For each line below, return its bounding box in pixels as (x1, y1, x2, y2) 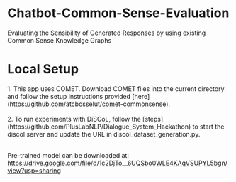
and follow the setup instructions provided (7, 92, 131, 100)
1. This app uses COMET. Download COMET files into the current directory (7, 84, 225, 93)
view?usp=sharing (7, 166, 62, 175)
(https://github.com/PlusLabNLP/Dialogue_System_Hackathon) (7, 122, 191, 131)
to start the (192, 122, 225, 131)
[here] (132, 92, 150, 100)
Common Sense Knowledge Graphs (7, 36, 112, 44)
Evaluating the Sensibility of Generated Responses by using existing (7, 28, 206, 37)
